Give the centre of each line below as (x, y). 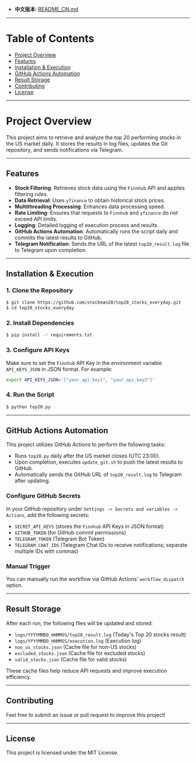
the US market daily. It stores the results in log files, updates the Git (87, 143)
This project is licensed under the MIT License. (62, 753)
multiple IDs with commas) (46, 551)
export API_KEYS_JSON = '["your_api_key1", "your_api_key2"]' (81, 380)
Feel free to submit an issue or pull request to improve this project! (86, 715)
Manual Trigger (28, 566)
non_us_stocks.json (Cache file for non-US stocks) (76, 647)
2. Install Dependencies (40, 323)
